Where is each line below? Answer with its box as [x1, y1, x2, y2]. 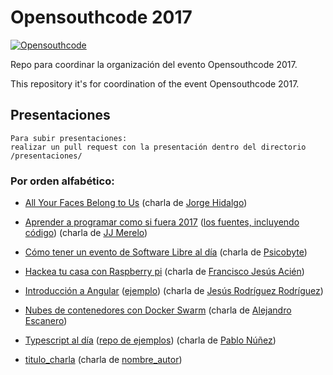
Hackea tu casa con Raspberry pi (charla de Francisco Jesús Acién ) [24, 266, 305, 278]
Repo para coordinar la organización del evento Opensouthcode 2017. [10, 58, 298, 70]
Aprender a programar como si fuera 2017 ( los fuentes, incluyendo [24, 216, 300, 228]
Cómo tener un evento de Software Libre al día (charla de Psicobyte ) [24, 246, 308, 258]
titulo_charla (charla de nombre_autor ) [24, 354, 183, 366]
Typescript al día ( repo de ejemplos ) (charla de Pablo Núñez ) [24, 334, 277, 346]
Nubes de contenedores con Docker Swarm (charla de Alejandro [24, 304, 292, 316]
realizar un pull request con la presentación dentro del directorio [10, 142, 307, 152]
